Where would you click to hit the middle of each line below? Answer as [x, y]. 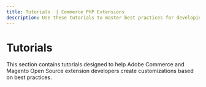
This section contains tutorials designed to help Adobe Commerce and [96, 64]
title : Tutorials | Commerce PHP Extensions [65, 12]
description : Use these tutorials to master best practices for [90, 18]
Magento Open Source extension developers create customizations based [100, 71]
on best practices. [29, 77]
